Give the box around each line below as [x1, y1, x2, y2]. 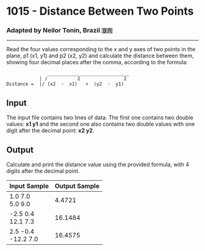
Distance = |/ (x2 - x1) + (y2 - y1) [6, 81, 124, 87]
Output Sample [54, 182, 99, 191]
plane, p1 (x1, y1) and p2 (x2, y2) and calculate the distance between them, [6, 52, 194, 59]
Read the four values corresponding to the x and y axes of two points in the [6, 46, 196, 53]
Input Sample [9, 182, 49, 191]
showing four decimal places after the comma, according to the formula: [6, 59, 188, 66]
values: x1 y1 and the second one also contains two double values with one [6, 120, 195, 128]
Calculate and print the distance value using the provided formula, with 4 [6, 161, 190, 169]
